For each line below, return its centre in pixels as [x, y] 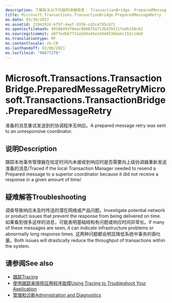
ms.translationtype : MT [31, 39]
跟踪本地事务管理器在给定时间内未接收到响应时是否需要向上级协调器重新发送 [86, 162]
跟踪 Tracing [25, 276]
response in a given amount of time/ [44, 180]
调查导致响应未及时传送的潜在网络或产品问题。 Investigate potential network [85, 210]
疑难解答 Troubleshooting [46, 197]
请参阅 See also [29, 263]
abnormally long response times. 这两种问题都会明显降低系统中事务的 [79, 234]
